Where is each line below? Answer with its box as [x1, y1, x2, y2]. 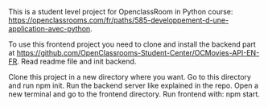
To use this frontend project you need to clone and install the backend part [8, 39, 256, 49]
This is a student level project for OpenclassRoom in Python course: [8, 7, 233, 16]
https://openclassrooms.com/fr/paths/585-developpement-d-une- [8, 15, 229, 25]
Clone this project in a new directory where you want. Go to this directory [8, 72, 252, 81]
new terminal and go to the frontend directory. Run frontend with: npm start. [8, 89, 260, 99]
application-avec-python [8, 24, 91, 33]
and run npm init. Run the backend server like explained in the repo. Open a [8, 80, 259, 90]
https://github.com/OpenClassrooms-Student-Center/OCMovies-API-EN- [16, 48, 260, 57]
